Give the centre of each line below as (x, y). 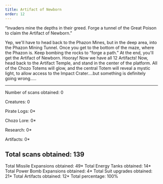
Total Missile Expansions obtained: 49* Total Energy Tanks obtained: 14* (78, 166)
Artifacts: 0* (17, 139)
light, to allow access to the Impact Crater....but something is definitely (75, 73)
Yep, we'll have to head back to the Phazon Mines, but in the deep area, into (81, 42)
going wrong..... (21, 78)
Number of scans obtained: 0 (34, 92)
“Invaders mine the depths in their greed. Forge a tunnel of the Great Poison (81, 28)
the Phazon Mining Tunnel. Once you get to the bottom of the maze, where (80, 47)
